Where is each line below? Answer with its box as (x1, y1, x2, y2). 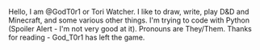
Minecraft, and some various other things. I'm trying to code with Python (8, 15, 250, 25)
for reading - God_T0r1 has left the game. (8, 32, 145, 42)
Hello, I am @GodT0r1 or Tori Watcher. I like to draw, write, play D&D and (8, 7, 250, 16)
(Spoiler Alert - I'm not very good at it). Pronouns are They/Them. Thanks (8, 24, 252, 33)
